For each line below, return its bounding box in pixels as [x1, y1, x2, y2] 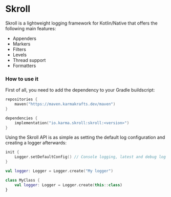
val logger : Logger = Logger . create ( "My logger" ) [5, 168, 114, 174]
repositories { [5, 97, 38, 102]
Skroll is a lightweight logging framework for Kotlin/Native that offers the [5, 20, 158, 26]
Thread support [12, 57, 46, 63]
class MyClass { [5, 178, 40, 183]
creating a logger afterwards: [5, 140, 67, 146]
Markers [12, 40, 31, 47]
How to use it [5, 75, 38, 82]
